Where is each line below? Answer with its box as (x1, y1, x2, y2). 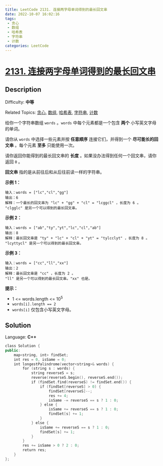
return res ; (22, 447, 47, 453)
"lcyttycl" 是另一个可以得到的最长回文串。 (5, 241, 84, 246)
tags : (5, 16, 16, 21)
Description (5, 86, 41, 94)
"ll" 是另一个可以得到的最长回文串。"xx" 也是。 (5, 276, 92, 281)
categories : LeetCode (5, 43, 49, 48)
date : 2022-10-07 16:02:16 (5, 12, 60, 17)
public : (5, 348, 21, 353)
